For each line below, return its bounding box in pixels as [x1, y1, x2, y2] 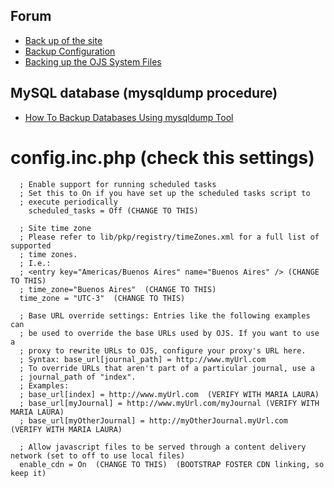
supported [10, 240, 52, 251]
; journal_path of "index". [19, 372, 137, 382]
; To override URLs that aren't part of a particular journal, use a [19, 363, 315, 373]
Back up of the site [24, 34, 103, 46]
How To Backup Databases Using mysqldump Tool [24, 111, 234, 123]
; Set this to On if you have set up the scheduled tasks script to [19, 188, 311, 198]
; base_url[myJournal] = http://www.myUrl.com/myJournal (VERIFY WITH [19, 398, 320, 408]
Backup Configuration [24, 45, 116, 57]
